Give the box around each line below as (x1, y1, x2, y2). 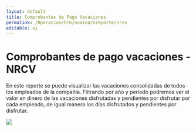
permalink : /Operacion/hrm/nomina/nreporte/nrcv (6, 19, 127, 25)
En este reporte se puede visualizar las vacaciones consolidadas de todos (6, 82, 185, 89)
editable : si (6, 25, 38, 31)
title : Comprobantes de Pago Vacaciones (6, 14, 107, 20)
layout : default (6, 8, 46, 15)
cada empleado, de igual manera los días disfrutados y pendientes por (6, 101, 177, 108)
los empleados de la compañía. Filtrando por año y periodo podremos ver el (6, 89, 190, 96)
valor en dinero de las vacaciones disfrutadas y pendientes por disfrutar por (6, 95, 190, 102)
